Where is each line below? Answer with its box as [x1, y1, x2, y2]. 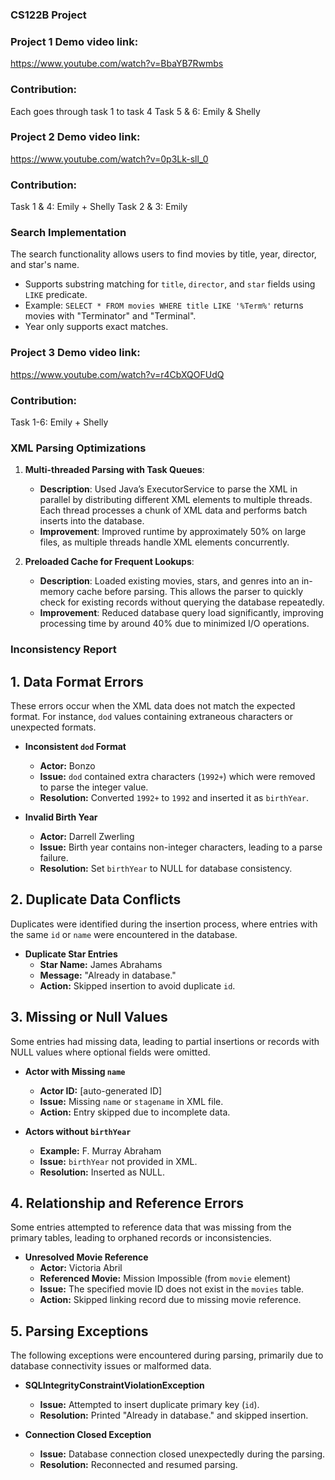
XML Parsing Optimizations [10, 441, 147, 455]
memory [39, 586, 75, 598]
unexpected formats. [10, 721, 97, 733]
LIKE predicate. [24, 289, 88, 301]
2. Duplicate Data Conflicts [10, 891, 182, 908]
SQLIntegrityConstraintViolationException [24, 1379, 205, 1392]
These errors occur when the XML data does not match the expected [10, 700, 296, 712]
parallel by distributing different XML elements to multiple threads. [39, 494, 313, 506]
